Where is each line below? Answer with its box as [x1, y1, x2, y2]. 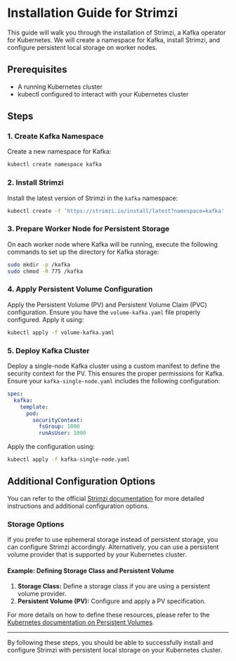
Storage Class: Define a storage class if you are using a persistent [17, 582, 211, 591]
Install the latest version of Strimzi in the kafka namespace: [7, 194, 178, 202]
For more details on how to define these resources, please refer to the [7, 611, 210, 619]
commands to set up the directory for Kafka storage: [7, 247, 159, 256]
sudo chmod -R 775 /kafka [7, 268, 83, 275]
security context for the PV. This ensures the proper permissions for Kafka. [7, 369, 225, 378]
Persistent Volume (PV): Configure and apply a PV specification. [17, 597, 206, 605]
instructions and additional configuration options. [7, 502, 150, 510]
